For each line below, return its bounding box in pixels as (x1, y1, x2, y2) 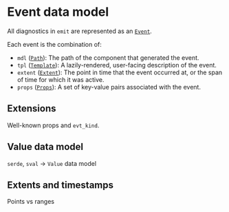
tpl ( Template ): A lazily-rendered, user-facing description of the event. (17, 61, 217, 69)
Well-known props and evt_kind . (7, 121, 100, 129)
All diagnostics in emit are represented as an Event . (7, 27, 153, 35)
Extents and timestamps (7, 179, 114, 191)
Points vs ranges (7, 198, 55, 206)
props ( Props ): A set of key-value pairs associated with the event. (17, 83, 201, 91)
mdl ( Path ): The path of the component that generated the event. (17, 53, 199, 62)
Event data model (7, 4, 109, 20)
